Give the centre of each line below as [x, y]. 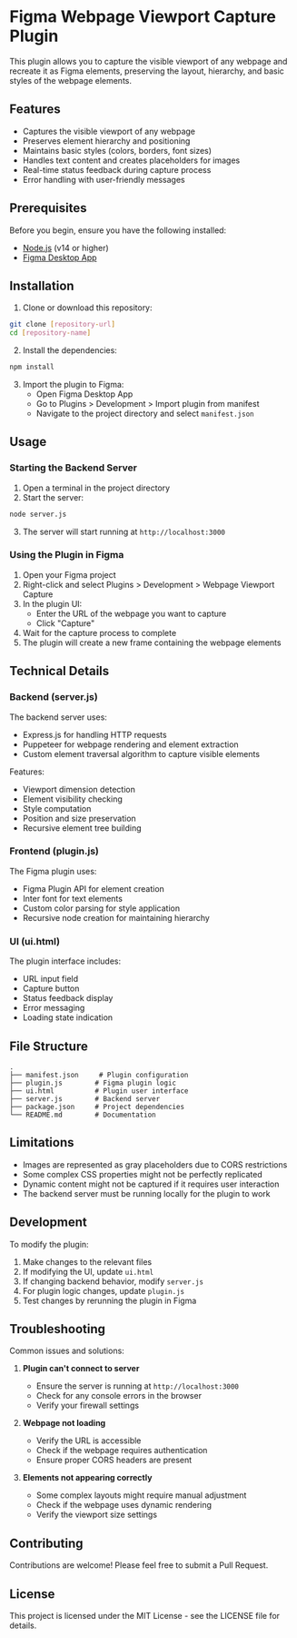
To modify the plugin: [49, 1244]
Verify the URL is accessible [89, 1441]
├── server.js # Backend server [85, 1098]
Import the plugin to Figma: [73, 384]
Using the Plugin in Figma [67, 555]
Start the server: [53, 497]
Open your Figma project [69, 574]
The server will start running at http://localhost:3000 [124, 531]
